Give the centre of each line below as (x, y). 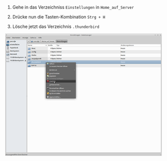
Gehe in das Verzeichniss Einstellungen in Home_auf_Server (73, 7)
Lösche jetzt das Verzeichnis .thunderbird (56, 26)
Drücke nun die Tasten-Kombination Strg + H (59, 17)
